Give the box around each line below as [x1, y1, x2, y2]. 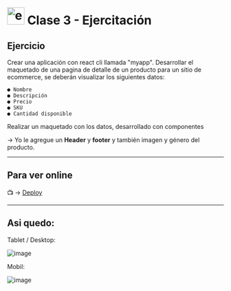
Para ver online [7, 170, 74, 181]
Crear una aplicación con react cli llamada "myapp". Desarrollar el [7, 59, 194, 66]
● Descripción [7, 92, 48, 99]
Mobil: [7, 262, 25, 270]
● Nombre [7, 86, 32, 93]
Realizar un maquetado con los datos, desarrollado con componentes [7, 123, 204, 130]
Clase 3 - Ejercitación [27, 12, 152, 28]
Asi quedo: [7, 217, 55, 229]
